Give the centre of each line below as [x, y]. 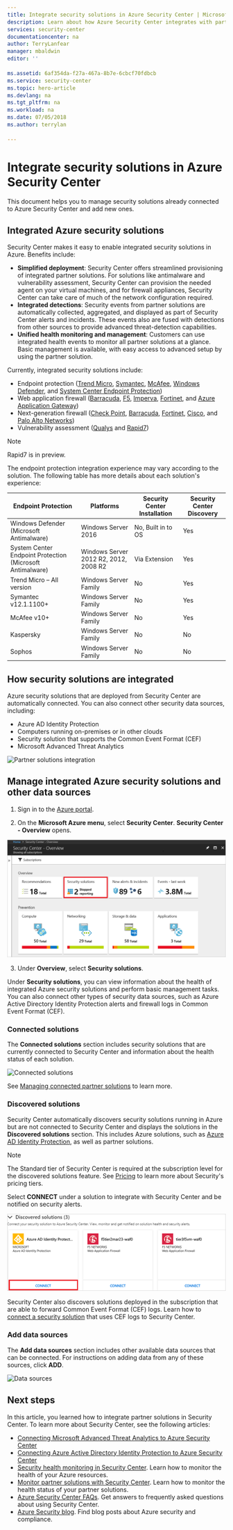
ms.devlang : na [29, 95]
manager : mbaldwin [34, 51]
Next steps [31, 1400]
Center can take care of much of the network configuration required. [115, 298]
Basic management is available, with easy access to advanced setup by [120, 349]
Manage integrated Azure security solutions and [114, 782]
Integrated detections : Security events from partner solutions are [111, 305]
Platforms [104, 506]
